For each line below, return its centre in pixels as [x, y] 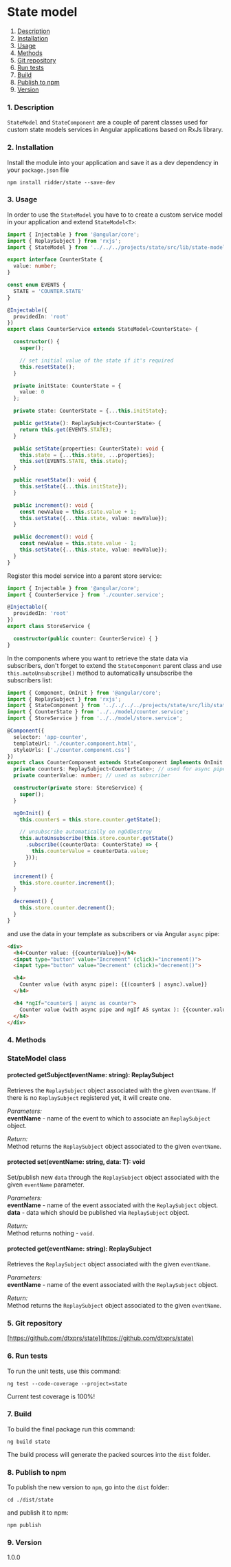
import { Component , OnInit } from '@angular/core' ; [84, 693]
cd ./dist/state [30, 1500]
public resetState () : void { [55, 480]
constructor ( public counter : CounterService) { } [86, 638]
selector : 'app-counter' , [51, 737]
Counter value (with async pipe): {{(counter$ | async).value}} [113, 984]
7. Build [20, 1414]
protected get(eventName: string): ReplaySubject [79, 1249]
